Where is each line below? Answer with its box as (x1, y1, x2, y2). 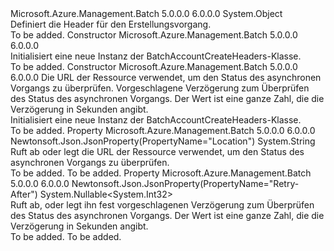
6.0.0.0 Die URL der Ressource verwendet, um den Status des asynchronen (10, 72, 322, 83)
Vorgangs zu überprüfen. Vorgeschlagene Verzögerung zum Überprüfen (10, 82, 310, 94)
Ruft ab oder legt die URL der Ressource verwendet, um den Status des (10, 146, 305, 157)
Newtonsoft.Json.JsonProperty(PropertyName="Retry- (71, 178, 300, 189)
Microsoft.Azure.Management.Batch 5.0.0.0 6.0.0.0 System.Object (10, 8, 283, 19)
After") (10, 188, 38, 200)
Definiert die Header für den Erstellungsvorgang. (10, 18, 212, 30)
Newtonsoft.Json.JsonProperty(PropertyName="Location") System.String (10, 135, 316, 147)
